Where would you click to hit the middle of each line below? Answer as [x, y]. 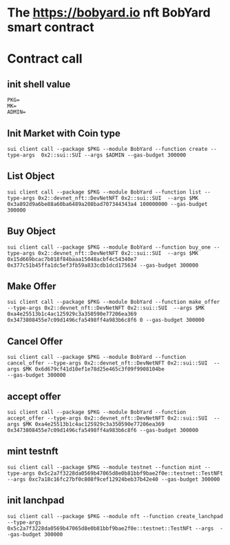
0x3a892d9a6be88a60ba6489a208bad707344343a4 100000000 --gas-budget [107, 204]
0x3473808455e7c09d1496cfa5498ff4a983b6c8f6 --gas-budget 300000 [103, 431]
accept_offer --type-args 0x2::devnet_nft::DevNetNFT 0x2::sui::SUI [107, 418]
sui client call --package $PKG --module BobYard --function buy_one [109, 247]
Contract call [45, 59]
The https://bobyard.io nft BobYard [109, 13]
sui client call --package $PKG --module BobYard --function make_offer [114, 302]
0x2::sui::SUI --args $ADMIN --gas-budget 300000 [114, 155]
